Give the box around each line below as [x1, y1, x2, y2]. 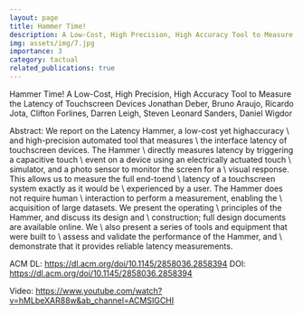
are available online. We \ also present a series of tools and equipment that [9, 221, 288, 232]
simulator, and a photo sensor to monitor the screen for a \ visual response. [9, 164, 289, 175]
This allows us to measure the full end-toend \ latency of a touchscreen [9, 173, 276, 184]
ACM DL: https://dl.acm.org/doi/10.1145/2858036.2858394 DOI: [9, 258, 246, 269]
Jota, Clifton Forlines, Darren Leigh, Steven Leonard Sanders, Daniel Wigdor [9, 108, 293, 119]
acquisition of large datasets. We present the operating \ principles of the [9, 202, 282, 213]
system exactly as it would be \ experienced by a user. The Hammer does [9, 183, 283, 194]
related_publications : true [9, 64, 116, 73]
